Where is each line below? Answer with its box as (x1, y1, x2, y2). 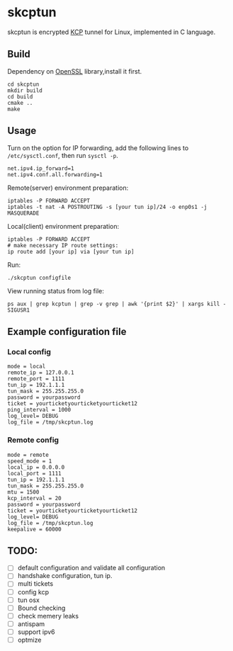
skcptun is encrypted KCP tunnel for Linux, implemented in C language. (7, 28, 216, 36)
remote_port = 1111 (7, 375, 65, 383)
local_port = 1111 (7, 470, 62, 477)
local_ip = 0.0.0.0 (7, 463, 65, 471)
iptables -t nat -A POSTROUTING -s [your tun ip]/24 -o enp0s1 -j (7, 203, 208, 210)
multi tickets (17, 579, 54, 588)
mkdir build (7, 86, 42, 94)
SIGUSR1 (7, 306, 30, 314)
